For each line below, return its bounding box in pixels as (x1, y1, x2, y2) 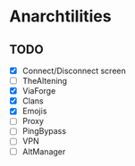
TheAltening (21, 76, 68, 87)
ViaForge (21, 86, 56, 96)
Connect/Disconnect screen (21, 65, 127, 76)
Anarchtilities (9, 6, 112, 27)
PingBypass (21, 126, 67, 137)
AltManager (21, 145, 66, 157)
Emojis (21, 105, 47, 117)
